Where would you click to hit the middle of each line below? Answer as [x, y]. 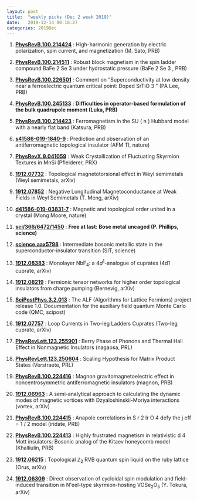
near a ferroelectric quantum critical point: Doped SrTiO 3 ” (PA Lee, [97, 86]
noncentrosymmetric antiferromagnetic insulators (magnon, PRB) [94, 382]
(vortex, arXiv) [33, 406]
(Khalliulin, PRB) [35, 448]
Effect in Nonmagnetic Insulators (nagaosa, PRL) [74, 347]
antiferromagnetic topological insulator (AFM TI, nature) [82, 145]
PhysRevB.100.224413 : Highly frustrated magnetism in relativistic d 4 [100, 435]
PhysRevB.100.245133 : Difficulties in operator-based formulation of [101, 104]
